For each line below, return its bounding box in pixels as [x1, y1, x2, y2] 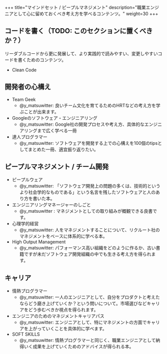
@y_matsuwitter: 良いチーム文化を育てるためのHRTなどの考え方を [19, 102, 156, 108]
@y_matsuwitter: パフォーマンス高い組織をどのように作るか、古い [19, 245, 156, 251]
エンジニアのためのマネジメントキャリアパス [12, 313, 105, 319]
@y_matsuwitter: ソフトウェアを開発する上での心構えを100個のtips [19, 140, 158, 146]
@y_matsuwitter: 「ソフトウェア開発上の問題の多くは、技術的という [19, 183, 161, 189]
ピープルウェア [12, 176, 43, 183]
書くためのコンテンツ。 [18, 57, 66, 63]
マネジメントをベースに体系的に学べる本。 [19, 233, 107, 239]
